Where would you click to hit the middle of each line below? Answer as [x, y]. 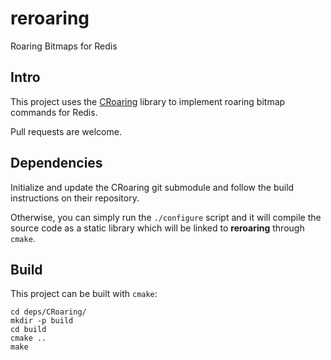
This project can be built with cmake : [84, 294]
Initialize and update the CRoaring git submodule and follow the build [152, 187]
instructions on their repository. [75, 198]
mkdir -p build [42, 321]
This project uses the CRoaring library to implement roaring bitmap [148, 101]
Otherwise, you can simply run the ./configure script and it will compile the [166, 217]
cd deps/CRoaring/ [48, 312]
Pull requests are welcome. [66, 131]
